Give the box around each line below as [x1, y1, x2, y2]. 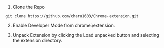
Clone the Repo [12, 4, 45, 10]
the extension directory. [12, 37, 62, 43]
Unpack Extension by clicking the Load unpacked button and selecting [12, 32, 160, 38]
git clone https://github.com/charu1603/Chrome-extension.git [5, 14, 139, 19]
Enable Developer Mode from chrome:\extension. [12, 22, 115, 28]
